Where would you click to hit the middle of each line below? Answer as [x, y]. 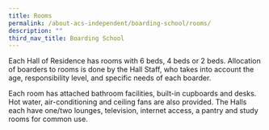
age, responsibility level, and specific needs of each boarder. [110, 78]
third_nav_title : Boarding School [67, 38]
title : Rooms [30, 16]
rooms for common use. [48, 119]
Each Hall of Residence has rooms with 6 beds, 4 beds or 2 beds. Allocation [134, 61]
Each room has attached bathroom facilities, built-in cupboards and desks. [132, 94]
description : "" [36, 30]
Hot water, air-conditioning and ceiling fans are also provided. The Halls [128, 102]
